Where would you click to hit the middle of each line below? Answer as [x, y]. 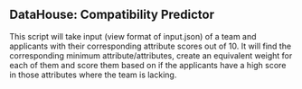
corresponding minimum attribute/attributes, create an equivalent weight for [151, 55]
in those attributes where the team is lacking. [93, 75]
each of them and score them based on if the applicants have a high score [148, 65]
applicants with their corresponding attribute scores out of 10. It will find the [151, 46]
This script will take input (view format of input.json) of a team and [133, 36]
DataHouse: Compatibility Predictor [112, 15]
